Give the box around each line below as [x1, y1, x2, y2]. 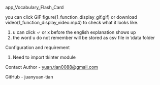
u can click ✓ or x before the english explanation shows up [12, 29, 136, 35]
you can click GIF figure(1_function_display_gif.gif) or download [5, 14, 137, 20]
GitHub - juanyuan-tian [5, 74, 53, 80]
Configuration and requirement [5, 45, 70, 50]
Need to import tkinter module [12, 54, 76, 60]
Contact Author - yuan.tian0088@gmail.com [5, 64, 98, 70]
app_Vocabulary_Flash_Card [5, 5, 64, 10]
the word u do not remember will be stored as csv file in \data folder [12, 35, 155, 40]
